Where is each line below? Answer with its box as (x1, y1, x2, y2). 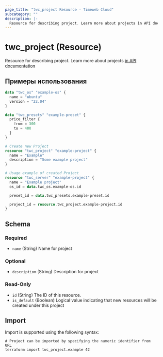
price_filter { (9, 117, 40, 122)
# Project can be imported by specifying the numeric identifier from (5, 339, 151, 344)
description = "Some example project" (9, 157, 88, 162)
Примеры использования (5, 77, 87, 85)
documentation (5, 63, 35, 69)
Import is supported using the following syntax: (5, 329, 99, 335)
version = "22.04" (9, 99, 47, 104)
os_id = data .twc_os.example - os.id (9, 184, 81, 189)
